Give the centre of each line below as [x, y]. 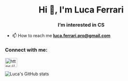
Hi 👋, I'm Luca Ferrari [81, 10]
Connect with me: [26, 50]
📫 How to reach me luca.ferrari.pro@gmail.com [61, 36]
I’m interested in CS [81, 25]
